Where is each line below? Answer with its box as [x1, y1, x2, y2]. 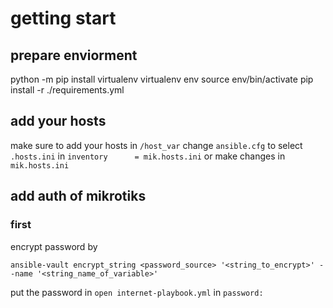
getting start [10, 7, 117, 30]
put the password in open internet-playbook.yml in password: [10, 286, 264, 298]
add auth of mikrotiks [10, 188, 147, 205]
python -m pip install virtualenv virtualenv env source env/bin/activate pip [10, 73, 314, 85]
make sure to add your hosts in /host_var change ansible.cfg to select [10, 139, 303, 151]
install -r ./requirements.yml [10, 84, 125, 96]
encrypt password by [10, 240, 98, 252]
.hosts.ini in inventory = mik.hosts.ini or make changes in [10, 150, 286, 162]
